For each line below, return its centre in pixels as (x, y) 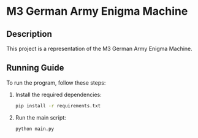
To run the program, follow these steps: (56, 82)
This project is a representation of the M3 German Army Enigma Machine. (100, 48)
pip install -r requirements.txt (58, 105)
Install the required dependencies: (59, 94)
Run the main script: (40, 117)
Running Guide (35, 68)
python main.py (35, 129)
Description (29, 34)
